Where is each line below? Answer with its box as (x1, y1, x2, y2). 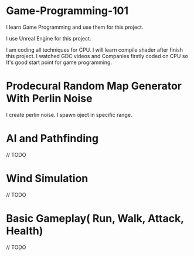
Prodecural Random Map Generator (6, 79, 182, 93)
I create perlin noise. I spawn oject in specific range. (6, 111, 132, 118)
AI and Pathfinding (6, 132, 98, 145)
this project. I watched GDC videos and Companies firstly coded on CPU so (6, 52, 189, 59)
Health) (6, 224, 43, 237)
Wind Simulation (6, 172, 89, 185)
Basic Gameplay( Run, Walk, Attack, (6, 211, 184, 225)
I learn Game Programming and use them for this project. (6, 23, 144, 31)
